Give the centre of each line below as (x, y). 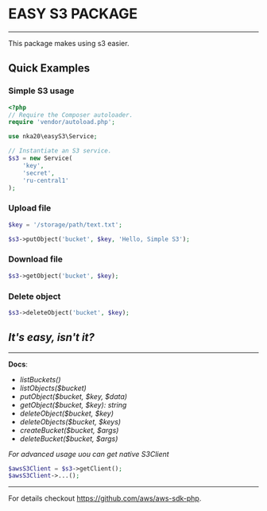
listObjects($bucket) (53, 388)
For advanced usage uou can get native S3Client (89, 454)
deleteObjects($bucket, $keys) (70, 421)
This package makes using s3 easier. (69, 43)
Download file (36, 259)
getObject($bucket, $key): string (73, 405)
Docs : (18, 364)
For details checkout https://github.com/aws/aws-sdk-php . (105, 498)
